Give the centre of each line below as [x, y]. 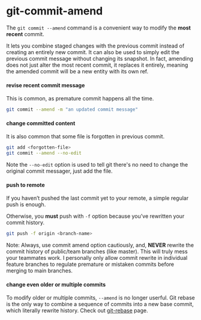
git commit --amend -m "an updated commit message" [72, 109]
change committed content [41, 123]
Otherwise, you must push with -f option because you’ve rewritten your [95, 216]
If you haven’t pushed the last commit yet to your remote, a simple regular [97, 198]
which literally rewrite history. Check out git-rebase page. [77, 310]
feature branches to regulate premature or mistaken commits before [90, 264]
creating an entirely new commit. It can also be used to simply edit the [93, 52]
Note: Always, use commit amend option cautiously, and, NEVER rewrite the [100, 245]
